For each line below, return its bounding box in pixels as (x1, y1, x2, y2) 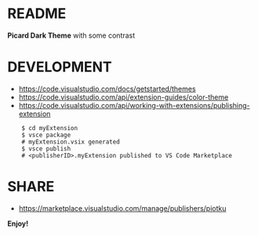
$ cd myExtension (21, 124, 78, 132)
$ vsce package (21, 131, 71, 139)
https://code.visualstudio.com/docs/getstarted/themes (18, 84, 197, 93)
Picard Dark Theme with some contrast (7, 31, 136, 40)
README (7, 5, 67, 23)
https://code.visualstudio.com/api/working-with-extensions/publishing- (18, 100, 250, 110)
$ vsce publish (21, 144, 71, 153)
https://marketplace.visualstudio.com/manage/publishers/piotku (18, 203, 227, 212)
